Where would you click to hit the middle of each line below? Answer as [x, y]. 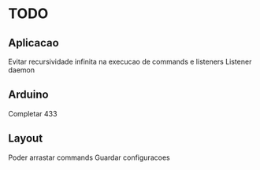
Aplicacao [33, 43]
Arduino [28, 95]
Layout [26, 139]
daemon [22, 70]
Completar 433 [33, 113]
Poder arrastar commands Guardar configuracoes [89, 157]
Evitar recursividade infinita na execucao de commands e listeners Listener [130, 61]
